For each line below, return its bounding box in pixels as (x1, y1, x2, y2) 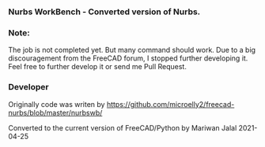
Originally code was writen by (8, 99, 105, 108)
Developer (8, 82, 49, 93)
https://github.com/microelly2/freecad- (106, 99, 235, 108)
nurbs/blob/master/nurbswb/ (8, 108, 103, 117)
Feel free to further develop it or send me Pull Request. (8, 62, 187, 72)
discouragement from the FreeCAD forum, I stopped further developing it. (8, 53, 248, 63)
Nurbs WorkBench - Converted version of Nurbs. (8, 6, 201, 17)
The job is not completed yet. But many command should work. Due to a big (8, 46, 256, 55)
